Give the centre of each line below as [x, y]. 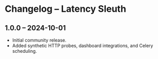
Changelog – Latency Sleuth [65, 9]
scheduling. [25, 51]
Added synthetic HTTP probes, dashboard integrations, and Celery [83, 46]
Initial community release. [39, 40]
